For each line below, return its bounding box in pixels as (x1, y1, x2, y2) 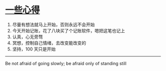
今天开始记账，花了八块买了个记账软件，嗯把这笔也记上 (12, 27, 125, 33)
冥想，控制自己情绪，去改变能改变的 (12, 40, 86, 46)
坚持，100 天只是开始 (12, 46, 56, 52)
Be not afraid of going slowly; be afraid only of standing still (5, 60, 127, 66)
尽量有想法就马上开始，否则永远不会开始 (12, 22, 95, 27)
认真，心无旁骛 (12, 34, 43, 40)
